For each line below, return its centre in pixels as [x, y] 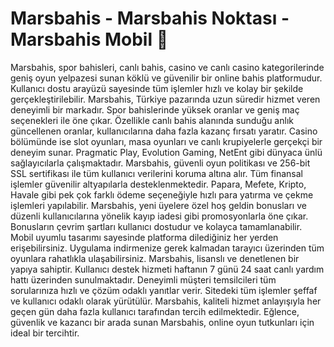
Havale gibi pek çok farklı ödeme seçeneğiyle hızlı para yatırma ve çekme [162, 194]
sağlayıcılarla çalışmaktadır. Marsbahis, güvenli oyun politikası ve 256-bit [160, 163]
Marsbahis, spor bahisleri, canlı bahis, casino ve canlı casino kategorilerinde [167, 67]
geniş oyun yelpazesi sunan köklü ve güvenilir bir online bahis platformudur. [166, 78]
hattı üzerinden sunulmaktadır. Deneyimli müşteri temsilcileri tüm [143, 279]
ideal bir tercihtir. [45, 333]
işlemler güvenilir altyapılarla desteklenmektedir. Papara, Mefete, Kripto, [158, 184]
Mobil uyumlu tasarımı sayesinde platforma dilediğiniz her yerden [144, 237]
